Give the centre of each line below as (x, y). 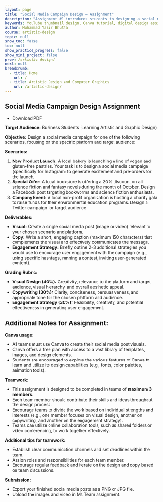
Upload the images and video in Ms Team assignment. (66, 494)
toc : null (15, 46)
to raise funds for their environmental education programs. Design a (80, 202)
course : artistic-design (30, 32)
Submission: (18, 480)
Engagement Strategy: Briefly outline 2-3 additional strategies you (79, 247)
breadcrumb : (17, 69)
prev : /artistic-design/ (30, 60)
